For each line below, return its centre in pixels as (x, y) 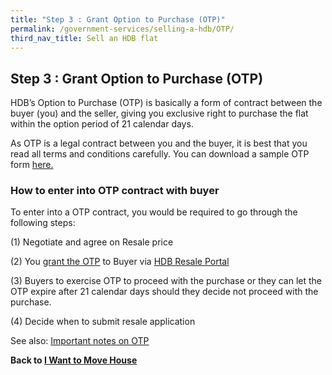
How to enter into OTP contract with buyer (115, 191)
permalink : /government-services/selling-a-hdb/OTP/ (122, 29)
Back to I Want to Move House (74, 360)
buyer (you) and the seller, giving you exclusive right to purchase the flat (159, 113)
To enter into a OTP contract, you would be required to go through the (154, 212)
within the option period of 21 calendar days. (102, 124)
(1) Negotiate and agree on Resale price (92, 242)
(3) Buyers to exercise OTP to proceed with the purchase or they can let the (166, 281)
